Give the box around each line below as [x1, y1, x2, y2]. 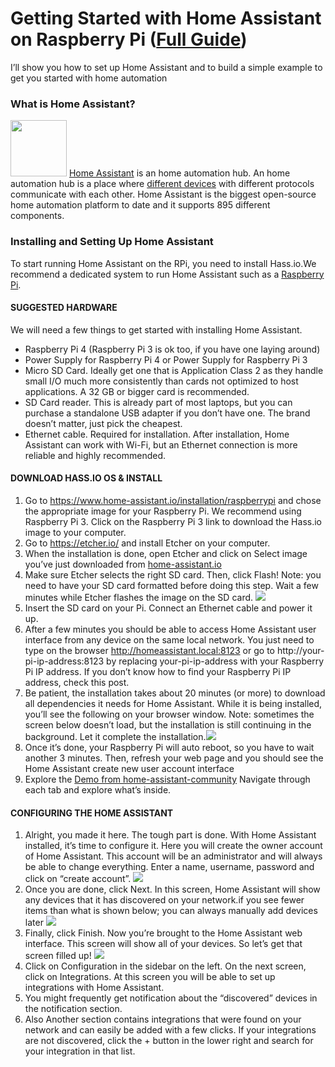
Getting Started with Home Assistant [10, 7, 322, 30]
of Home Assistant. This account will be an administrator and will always [24, 850, 323, 862]
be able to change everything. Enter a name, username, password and [24, 861, 315, 873]
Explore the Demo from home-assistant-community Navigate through [24, 773, 311, 785]
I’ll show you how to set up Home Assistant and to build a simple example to [10, 61, 323, 73]
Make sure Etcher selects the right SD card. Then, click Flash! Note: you [24, 568, 322, 581]
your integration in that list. [24, 1045, 136, 1057]
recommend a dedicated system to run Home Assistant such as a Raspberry [10, 268, 325, 280]
